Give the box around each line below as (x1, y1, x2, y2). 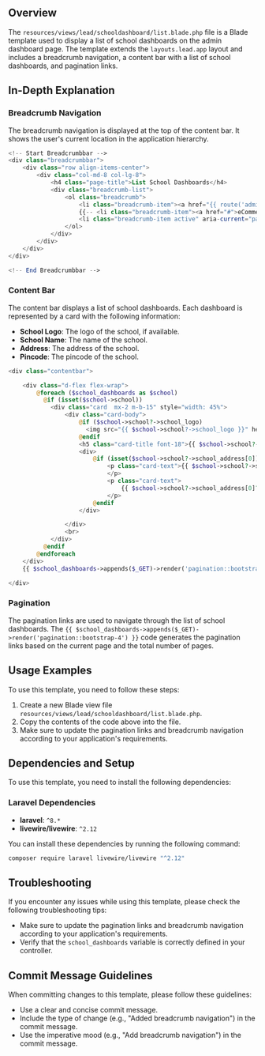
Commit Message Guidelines (8, 968, 153, 982)
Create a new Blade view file (19, 700, 113, 710)
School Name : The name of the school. (19, 335, 148, 345)
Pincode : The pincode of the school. (19, 352, 140, 361)
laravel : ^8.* (19, 815, 62, 824)
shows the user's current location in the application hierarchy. (8, 134, 209, 143)
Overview (8, 6, 58, 20)
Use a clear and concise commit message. (19, 1005, 159, 1015)
